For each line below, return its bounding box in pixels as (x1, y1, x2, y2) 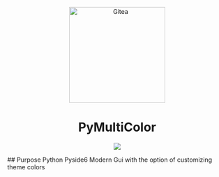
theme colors (7, 162, 45, 171)
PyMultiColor (77, 119, 157, 135)
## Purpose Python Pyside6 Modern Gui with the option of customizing (7, 155, 213, 164)
